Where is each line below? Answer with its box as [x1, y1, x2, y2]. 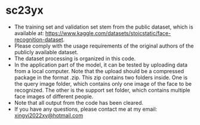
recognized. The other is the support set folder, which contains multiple [14, 86, 190, 93]
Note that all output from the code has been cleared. [14, 99, 144, 106]
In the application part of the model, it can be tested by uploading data [14, 61, 188, 68]
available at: [14, 29, 44, 36]
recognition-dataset [14, 36, 63, 43]
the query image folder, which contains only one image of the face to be [14, 80, 192, 87]
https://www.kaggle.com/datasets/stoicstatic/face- [45, 29, 171, 36]
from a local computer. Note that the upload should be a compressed [14, 67, 184, 74]
